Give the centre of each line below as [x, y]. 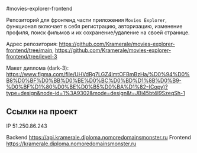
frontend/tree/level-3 [32, 56]
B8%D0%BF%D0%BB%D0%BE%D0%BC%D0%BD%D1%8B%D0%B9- [94, 80]
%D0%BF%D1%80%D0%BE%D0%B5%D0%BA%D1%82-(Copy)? [87, 87]
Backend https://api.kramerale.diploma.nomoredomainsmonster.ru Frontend [98, 137]
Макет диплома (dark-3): [38, 68]
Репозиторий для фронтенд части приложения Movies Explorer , [86, 20]
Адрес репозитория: [32, 44]
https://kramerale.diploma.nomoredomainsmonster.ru [71, 144]
